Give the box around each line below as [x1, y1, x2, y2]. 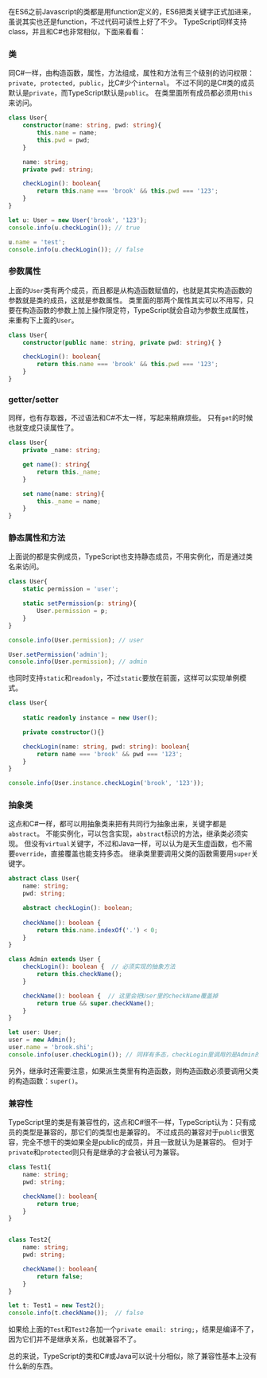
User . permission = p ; [37, 607, 109, 615]
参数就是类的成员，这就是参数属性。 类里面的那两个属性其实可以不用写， [8, 295, 247, 305]
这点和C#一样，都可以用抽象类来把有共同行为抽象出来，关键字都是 [8, 819, 227, 829]
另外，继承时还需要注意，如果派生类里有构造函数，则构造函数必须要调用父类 [8, 1066, 259, 1075]
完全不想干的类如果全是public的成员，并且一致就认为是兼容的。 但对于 [21, 1138, 253, 1147]
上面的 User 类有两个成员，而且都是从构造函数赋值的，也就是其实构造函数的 [8, 285, 253, 295]
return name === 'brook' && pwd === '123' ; [37, 750, 183, 758]
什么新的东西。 [8, 1361, 57, 1371]
